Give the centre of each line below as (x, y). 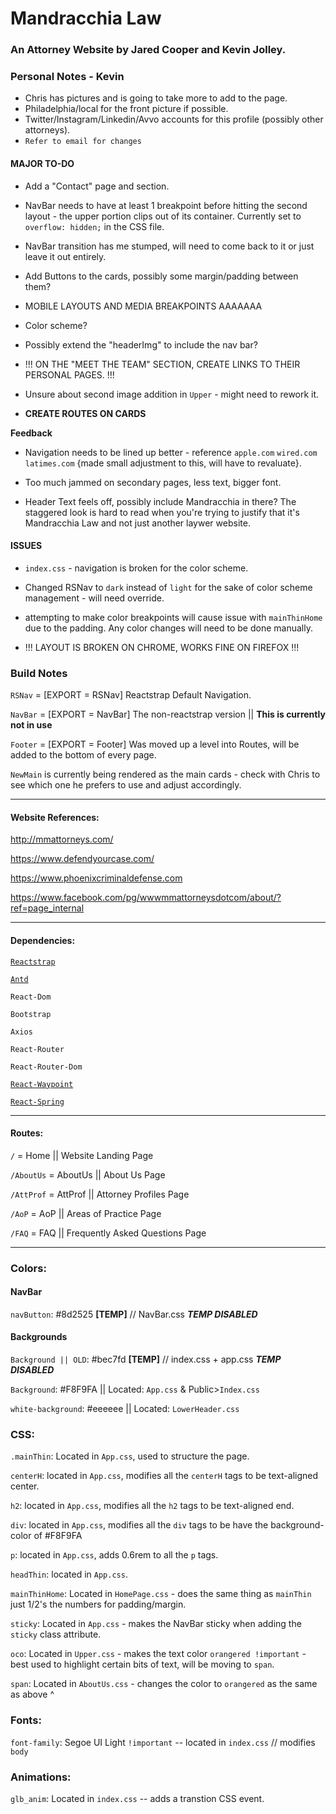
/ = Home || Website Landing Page (82, 1155)
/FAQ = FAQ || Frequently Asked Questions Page (108, 1233)
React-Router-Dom (46, 1067)
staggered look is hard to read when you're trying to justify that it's (162, 512)
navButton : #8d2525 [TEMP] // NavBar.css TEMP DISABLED (134, 1314)
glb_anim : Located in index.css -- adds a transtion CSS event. (137, 1798)
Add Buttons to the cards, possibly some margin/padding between (161, 276)
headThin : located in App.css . (69, 1574)
